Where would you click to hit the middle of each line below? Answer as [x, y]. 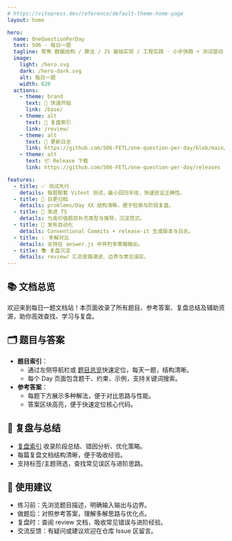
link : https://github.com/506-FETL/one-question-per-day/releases [123, 167]
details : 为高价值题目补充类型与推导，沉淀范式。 [83, 218]
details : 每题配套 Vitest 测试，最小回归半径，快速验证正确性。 [102, 193]
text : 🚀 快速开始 [48, 103]
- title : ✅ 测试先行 [41, 186]
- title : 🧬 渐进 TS [40, 212]
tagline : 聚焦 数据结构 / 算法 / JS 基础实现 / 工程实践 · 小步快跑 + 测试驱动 [118, 52]
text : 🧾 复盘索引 [48, 122]
